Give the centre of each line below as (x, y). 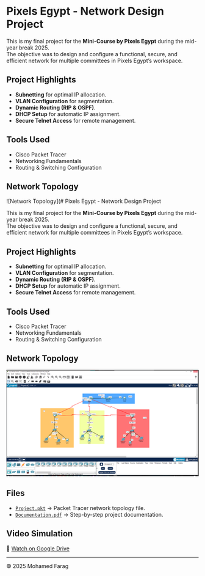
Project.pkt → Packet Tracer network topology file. (80, 508)
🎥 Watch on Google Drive (38, 549)
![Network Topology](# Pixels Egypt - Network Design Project (84, 201)
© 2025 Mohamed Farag (38, 566)
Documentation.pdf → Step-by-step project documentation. (89, 514)
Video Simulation (40, 534)
